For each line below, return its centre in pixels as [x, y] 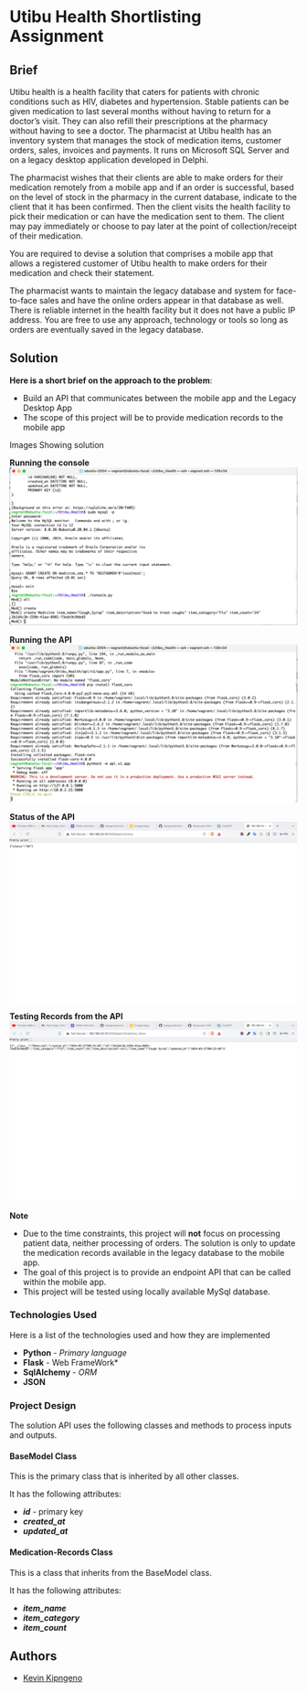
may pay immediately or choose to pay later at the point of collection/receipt [153, 226]
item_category [51, 1618]
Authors [33, 1656]
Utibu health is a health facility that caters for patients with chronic [135, 92]
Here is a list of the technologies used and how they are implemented [140, 1335]
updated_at [45, 1531]
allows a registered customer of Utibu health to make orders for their [138, 263]
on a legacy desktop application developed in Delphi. [109, 160]
